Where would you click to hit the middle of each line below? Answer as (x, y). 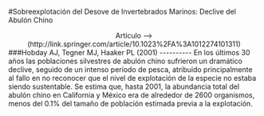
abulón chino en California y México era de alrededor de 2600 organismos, (132, 95)
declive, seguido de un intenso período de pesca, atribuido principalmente (130, 70)
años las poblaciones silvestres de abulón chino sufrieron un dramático (126, 61)
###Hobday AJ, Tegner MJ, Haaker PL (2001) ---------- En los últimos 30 (129, 52)
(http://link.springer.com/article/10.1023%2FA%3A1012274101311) (134, 44)
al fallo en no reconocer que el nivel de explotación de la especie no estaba (132, 78)
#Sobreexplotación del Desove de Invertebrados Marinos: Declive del (122, 12)
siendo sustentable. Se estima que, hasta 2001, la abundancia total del (124, 86)
